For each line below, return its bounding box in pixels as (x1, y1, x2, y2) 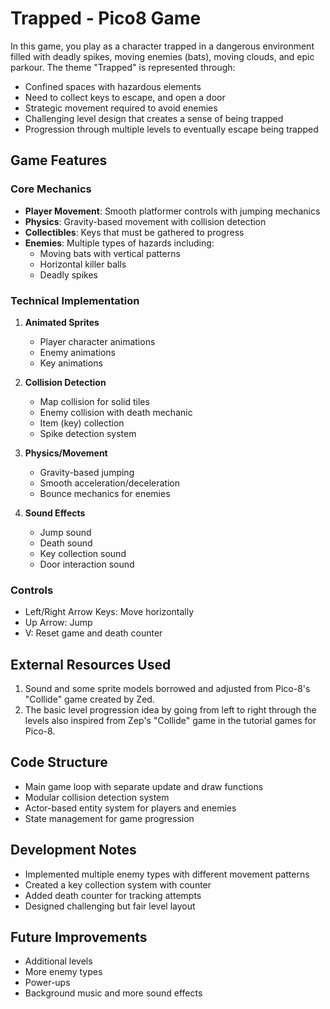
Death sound (39, 537, 93, 549)
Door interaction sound (39, 558, 135, 570)
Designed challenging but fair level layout (24, 900, 196, 912)
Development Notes (10, 842, 137, 859)
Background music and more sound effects (24, 987, 203, 999)
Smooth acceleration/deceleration (39, 477, 181, 489)
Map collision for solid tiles (39, 395, 150, 407)
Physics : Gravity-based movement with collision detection (24, 215, 267, 227)
